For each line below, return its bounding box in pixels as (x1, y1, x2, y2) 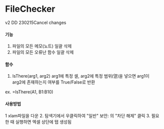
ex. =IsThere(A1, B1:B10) (5, 89, 54, 95)
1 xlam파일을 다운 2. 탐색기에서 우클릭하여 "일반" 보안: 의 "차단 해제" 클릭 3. (5, 112, 151, 118)
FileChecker (5, 3, 55, 15)
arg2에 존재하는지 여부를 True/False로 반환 (12, 79, 95, 85)
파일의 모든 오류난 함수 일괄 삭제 (12, 49, 74, 55)
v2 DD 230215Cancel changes (5, 20, 67, 25)
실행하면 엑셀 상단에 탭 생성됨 (15, 119, 72, 125)
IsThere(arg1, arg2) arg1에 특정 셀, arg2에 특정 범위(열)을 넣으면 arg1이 (12, 73, 150, 79)
